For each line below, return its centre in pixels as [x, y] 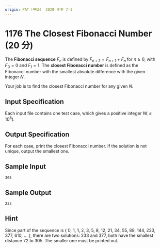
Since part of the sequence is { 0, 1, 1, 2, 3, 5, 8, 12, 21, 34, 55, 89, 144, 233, [80, 230]
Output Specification [37, 135]
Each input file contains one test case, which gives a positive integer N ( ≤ [78, 113]
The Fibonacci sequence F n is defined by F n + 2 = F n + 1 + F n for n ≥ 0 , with [80, 60]
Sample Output [28, 192]
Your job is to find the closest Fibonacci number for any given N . [69, 86]
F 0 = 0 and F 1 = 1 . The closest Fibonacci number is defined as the [72, 66]
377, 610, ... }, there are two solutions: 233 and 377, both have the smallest [79, 235]
